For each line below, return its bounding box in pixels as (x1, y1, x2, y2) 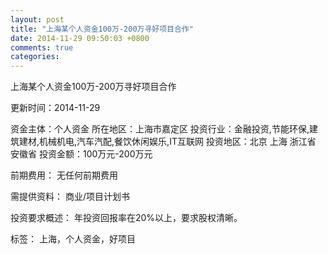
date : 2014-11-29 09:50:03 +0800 (10, 33, 150, 43)
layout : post (10, 14, 65, 25)
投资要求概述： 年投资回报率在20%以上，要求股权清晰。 (10, 212, 243, 224)
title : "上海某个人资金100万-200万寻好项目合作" (10, 24, 194, 34)
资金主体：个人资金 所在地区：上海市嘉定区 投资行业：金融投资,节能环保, (10, 123, 310, 135)
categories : (10, 52, 60, 62)
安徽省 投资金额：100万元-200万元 (10, 148, 153, 160)
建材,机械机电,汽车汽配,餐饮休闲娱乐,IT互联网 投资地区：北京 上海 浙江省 (18, 136, 317, 148)
